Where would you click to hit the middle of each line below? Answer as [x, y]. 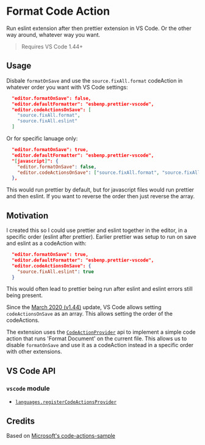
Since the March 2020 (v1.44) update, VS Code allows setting [84, 307]
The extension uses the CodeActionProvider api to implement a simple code [101, 332]
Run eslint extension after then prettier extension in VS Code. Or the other [99, 28]
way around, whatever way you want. [53, 34]
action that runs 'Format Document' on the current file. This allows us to [97, 338]
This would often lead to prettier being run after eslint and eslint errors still [100, 289]
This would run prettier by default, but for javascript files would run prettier [100, 190]
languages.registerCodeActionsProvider [66, 402]
